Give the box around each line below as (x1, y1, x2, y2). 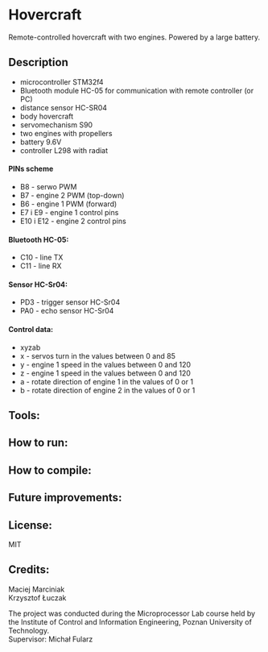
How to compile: (8, 463, 92, 477)
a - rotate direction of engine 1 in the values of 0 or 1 (19, 376, 194, 386)
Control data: (8, 324, 54, 334)
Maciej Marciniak (8, 584, 65, 594)
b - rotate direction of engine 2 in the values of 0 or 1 (19, 385, 196, 395)
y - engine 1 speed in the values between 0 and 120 (19, 359, 192, 369)
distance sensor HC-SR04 (19, 102, 107, 112)
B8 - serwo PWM (19, 181, 77, 191)
